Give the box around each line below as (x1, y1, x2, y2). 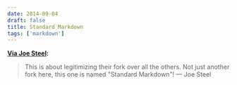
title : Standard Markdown (7, 23, 83, 30)
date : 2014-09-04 (7, 10, 59, 18)
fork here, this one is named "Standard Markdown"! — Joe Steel (24, 70, 212, 79)
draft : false (7, 17, 46, 24)
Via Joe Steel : (7, 49, 49, 58)
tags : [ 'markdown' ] (7, 30, 65, 37)
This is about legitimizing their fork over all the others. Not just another (24, 63, 230, 71)
